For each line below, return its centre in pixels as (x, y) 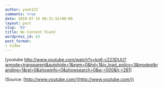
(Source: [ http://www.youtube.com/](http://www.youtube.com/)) (70, 79)
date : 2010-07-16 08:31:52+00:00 (39, 18)
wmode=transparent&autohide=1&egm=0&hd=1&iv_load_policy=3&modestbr (81, 65)
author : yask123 (21, 9)
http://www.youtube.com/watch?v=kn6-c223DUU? (75, 59)
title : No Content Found (30, 32)
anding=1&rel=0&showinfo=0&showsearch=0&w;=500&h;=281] (69, 70)
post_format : (18, 41)
